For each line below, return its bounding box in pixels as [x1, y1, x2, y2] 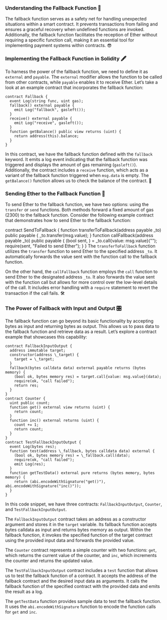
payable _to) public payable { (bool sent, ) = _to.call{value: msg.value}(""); [5, 237, 158, 243]
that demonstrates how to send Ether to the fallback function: [5, 217, 131, 223]
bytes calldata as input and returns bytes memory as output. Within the [5, 527, 151, 533]
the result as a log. [5, 588, 43, 594]
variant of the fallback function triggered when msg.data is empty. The [5, 172, 149, 178]
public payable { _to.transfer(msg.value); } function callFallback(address [5, 232, 154, 238]
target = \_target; [14, 357, 55, 362]
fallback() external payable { [9, 102, 75, 108]
